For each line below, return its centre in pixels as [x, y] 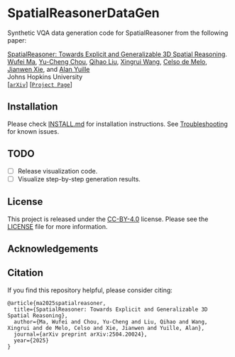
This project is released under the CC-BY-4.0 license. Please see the [108, 219]
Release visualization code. [58, 171]
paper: [17, 40]
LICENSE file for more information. [58, 226]
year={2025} [32, 340]
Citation [26, 273]
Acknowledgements [53, 249]
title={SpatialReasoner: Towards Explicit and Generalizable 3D [111, 309]
